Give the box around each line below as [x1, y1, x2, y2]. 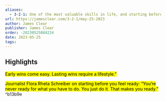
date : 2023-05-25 [5, 35, 41, 40]
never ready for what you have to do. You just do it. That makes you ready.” [5, 86, 159, 92]
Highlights [5, 58, 38, 66]
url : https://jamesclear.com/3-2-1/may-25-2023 [5, 16, 105, 21]
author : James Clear [5, 21, 48, 26]
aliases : [5, 7, 23, 12]
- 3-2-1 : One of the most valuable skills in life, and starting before [9, 12, 163, 17]
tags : [5, 40, 16, 45]
